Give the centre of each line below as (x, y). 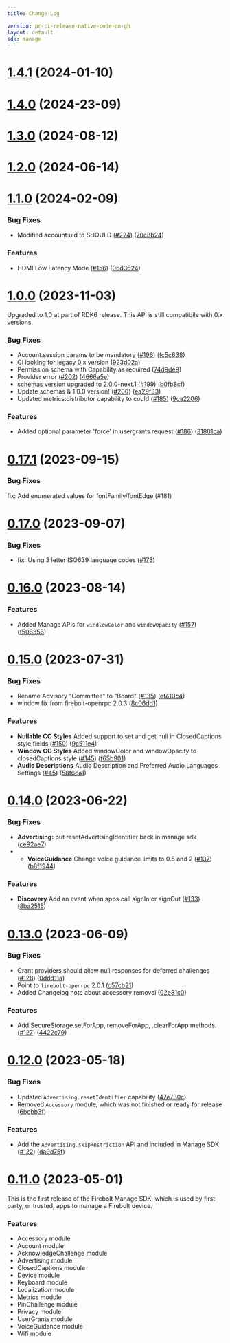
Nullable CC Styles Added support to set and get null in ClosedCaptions (119, 736)
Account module (40, 1246)
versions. (20, 322)
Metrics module (39, 1297)
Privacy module (39, 1312)
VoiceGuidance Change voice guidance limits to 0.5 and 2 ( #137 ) (120, 859)
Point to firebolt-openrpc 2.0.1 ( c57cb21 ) (75, 985)
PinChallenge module (47, 1304)
